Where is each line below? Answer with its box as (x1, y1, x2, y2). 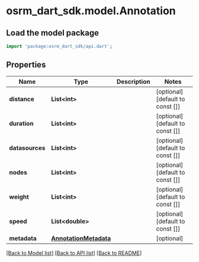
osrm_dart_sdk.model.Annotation (6, 4, 176, 18)
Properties (6, 60, 46, 70)
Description (116, 77, 150, 85)
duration (9, 119, 34, 127)
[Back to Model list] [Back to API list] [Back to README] (6, 249, 142, 256)
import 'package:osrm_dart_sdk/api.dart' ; (6, 43, 113, 49)
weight (9, 193, 30, 201)
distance (9, 95, 34, 103)
